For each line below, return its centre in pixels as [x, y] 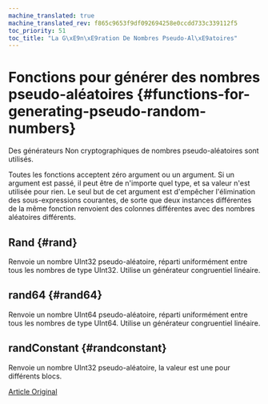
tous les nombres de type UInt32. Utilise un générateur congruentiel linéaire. [134, 270]
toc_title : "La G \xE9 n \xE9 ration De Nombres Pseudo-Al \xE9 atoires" [123, 38]
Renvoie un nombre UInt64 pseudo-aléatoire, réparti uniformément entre [128, 314]
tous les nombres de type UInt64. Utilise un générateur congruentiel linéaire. [134, 323]
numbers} [42, 128]
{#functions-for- [193, 95]
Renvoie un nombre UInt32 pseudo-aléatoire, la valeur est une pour [119, 367]
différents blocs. [35, 376]
